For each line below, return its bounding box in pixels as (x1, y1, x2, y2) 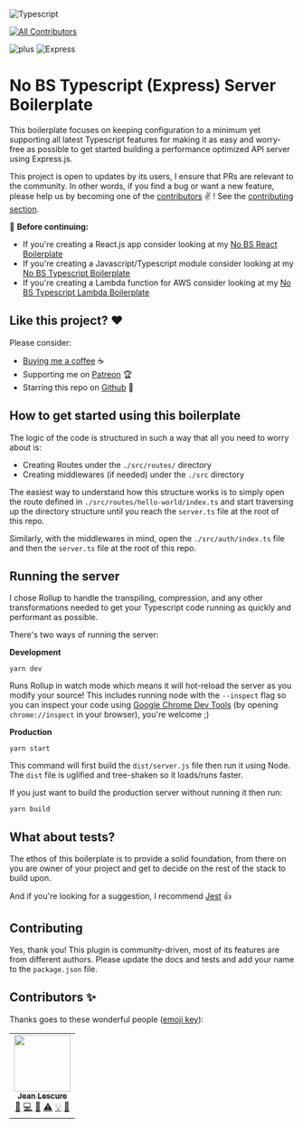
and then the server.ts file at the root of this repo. (9, 542, 197, 553)
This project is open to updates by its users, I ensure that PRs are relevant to (9, 170, 294, 181)
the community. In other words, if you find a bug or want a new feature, (9, 180, 275, 191)
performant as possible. (9, 612, 99, 623)
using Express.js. (9, 153, 73, 164)
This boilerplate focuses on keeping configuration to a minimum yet (9, 124, 260, 135)
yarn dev (9, 664, 43, 674)
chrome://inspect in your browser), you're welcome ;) (9, 709, 210, 720)
